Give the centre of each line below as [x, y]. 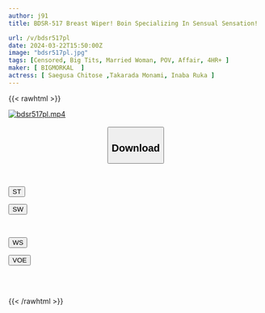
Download [136, 148]
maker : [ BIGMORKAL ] [46, 68]
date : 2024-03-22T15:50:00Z [56, 45]
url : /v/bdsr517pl [39, 38]
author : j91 [28, 16]
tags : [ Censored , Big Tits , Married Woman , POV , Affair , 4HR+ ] [119, 61]
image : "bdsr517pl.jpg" [48, 53]
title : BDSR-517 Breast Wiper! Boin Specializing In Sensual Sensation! [133, 23]
